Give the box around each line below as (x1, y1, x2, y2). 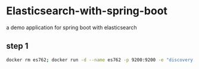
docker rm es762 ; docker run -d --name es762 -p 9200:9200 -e (6, 57, 164, 63)
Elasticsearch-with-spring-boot (6, 4, 168, 18)
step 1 (6, 41, 29, 51)
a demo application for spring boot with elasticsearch (6, 24, 137, 31)
